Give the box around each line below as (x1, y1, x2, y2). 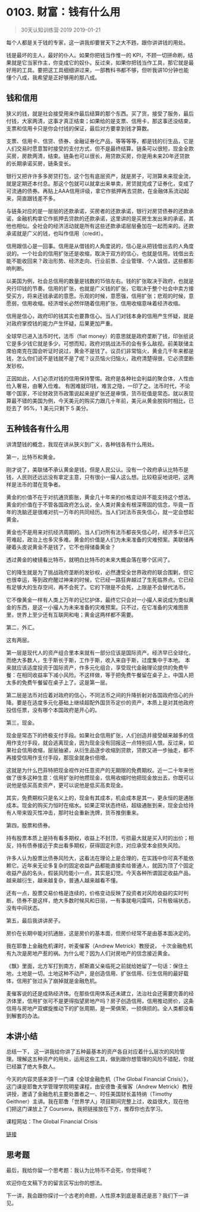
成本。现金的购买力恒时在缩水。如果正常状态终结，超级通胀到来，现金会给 (6, 801, 189, 808)
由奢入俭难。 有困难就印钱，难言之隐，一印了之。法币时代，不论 (32, 382, 190, 389)
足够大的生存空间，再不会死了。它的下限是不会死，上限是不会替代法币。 (11, 583, 189, 591)
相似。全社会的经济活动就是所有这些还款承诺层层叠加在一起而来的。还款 (16, 222, 194, 229)
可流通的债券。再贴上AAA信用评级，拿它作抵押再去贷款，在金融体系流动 (6, 187, 185, 194)
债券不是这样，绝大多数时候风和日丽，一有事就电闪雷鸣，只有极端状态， (16, 896, 194, 904)
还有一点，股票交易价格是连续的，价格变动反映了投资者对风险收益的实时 (6, 889, 183, 896)
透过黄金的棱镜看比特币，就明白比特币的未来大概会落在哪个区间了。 (6, 556, 173, 563)
